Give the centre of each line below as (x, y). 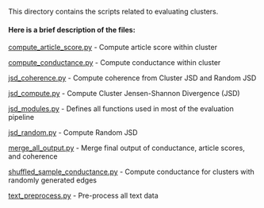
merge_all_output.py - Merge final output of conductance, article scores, (127, 148)
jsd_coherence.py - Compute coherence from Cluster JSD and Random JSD (132, 78)
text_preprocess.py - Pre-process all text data (83, 196)
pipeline (21, 117)
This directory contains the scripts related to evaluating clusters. (113, 12)
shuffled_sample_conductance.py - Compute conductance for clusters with (132, 172)
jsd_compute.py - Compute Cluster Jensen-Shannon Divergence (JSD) (124, 94)
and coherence (33, 156)
